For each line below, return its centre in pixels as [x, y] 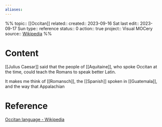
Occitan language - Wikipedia [35, 119]
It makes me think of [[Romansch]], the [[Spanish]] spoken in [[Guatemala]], [81, 81]
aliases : [14, 9]
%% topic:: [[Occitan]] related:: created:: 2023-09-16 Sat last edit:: [72, 23]
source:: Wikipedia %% [28, 33]
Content [22, 53]
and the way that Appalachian [35, 86]
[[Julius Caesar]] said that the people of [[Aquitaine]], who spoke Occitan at [81, 66]
